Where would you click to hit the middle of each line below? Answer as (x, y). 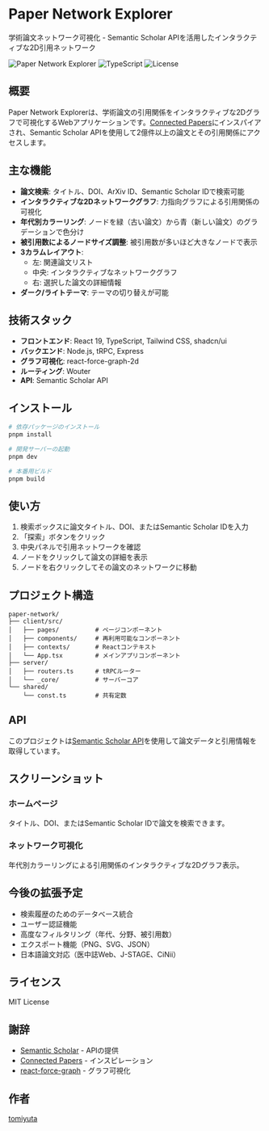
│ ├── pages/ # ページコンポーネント (86, 630)
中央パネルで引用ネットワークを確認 (80, 547)
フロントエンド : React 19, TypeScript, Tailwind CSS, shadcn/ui (124, 341)
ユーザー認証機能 (48, 924)
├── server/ (28, 663)
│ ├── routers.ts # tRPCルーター (75, 671)
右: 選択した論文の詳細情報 (77, 282)
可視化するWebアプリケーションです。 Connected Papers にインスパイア (142, 122)
